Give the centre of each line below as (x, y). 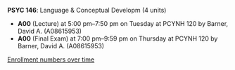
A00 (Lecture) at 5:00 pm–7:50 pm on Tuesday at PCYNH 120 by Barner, (123, 23)
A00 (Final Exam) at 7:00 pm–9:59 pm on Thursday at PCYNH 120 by (118, 38)
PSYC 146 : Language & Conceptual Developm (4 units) (87, 10)
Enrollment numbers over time (51, 59)
